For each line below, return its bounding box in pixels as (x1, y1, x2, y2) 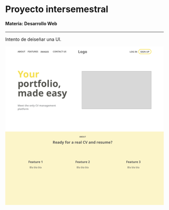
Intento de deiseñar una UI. (5, 36, 61, 42)
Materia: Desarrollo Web (5, 20, 57, 26)
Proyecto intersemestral (5, 4, 109, 15)
